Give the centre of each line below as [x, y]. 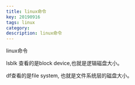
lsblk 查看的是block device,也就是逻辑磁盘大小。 [64, 63]
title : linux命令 [26, 11]
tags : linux [20, 22]
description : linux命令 [34, 33]
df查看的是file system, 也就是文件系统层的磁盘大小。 [69, 76]
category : [18, 28]
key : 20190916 [23, 17]
